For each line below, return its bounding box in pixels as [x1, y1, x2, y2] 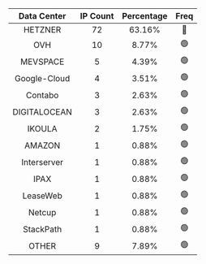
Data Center [18, 11, 67, 21]
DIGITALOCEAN [12, 106, 73, 117]
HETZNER [23, 24, 62, 35]
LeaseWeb [22, 190, 62, 201]
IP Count [79, 11, 114, 21]
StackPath [23, 223, 62, 235]
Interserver [21, 156, 63, 167]
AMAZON [24, 140, 61, 151]
